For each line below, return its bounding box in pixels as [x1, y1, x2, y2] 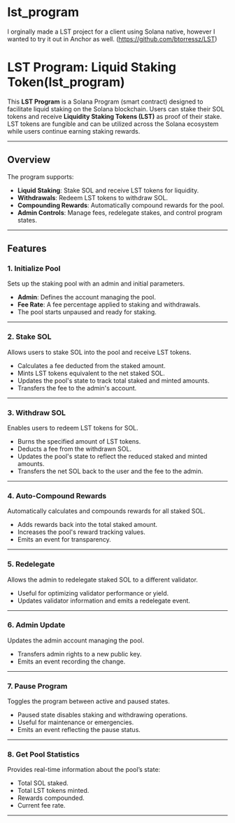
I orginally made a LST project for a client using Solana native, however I [7, 27, 215, 36]
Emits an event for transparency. [17, 535, 111, 544]
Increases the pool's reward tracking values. [17, 528, 145, 536]
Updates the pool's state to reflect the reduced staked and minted [17, 452, 208, 460]
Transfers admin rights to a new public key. [17, 649, 142, 658]
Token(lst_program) [7, 74, 125, 90]
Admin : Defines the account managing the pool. [17, 293, 156, 302]
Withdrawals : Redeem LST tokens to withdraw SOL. [17, 193, 169, 202]
